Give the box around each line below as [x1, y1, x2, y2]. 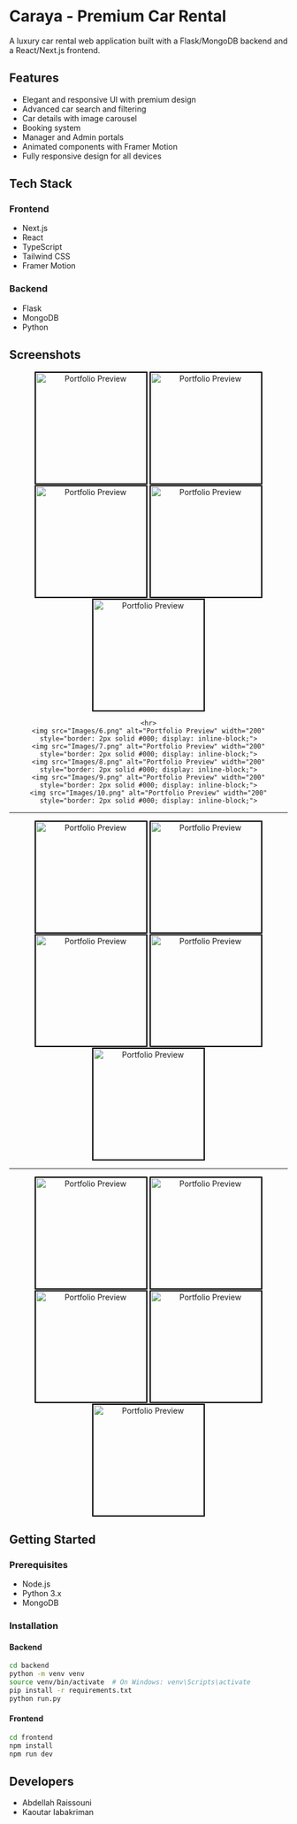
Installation [9, 1619, 59, 1632]
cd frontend [9, 1733, 53, 1742]
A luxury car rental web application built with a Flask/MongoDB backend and [9, 35, 288, 46]
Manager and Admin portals [21, 131, 124, 143]
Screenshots [9, 347, 81, 362]
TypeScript [21, 242, 63, 252]
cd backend [9, 1661, 49, 1671]
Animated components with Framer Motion [21, 141, 179, 151]
